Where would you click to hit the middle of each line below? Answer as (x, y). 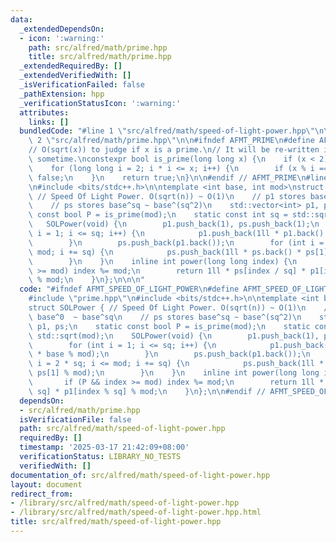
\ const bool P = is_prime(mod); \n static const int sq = (158, 215)
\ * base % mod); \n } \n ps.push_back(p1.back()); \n (169, 354)
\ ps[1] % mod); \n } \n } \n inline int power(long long (174, 373)
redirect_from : (42, 494)
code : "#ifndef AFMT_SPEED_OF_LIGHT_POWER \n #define (129, 289)
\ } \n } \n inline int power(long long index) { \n (163, 261)
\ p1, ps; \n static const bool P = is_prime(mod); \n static (169, 326)
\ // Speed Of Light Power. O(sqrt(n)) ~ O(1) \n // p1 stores (167, 196)
